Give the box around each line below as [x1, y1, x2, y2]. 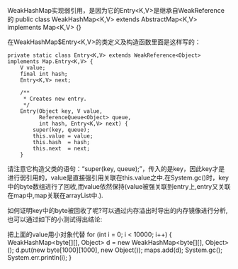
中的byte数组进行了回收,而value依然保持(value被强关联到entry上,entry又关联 [7, 182, 231, 190]
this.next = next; [33, 145, 91, 152]
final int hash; [20, 70, 69, 77]
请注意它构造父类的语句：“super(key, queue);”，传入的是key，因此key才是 [7, 165, 225, 172]
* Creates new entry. [23, 95, 87, 102]
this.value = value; [33, 133, 93, 140]
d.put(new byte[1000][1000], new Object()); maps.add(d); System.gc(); [15, 246, 223, 254]
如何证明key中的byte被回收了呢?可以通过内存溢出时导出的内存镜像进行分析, [7, 207, 228, 214]
